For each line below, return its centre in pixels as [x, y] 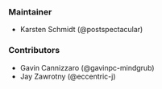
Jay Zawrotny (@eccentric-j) [68, 76]
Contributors [34, 51]
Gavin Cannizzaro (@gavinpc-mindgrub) [87, 67]
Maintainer [30, 12]
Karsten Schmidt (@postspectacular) [81, 30]
